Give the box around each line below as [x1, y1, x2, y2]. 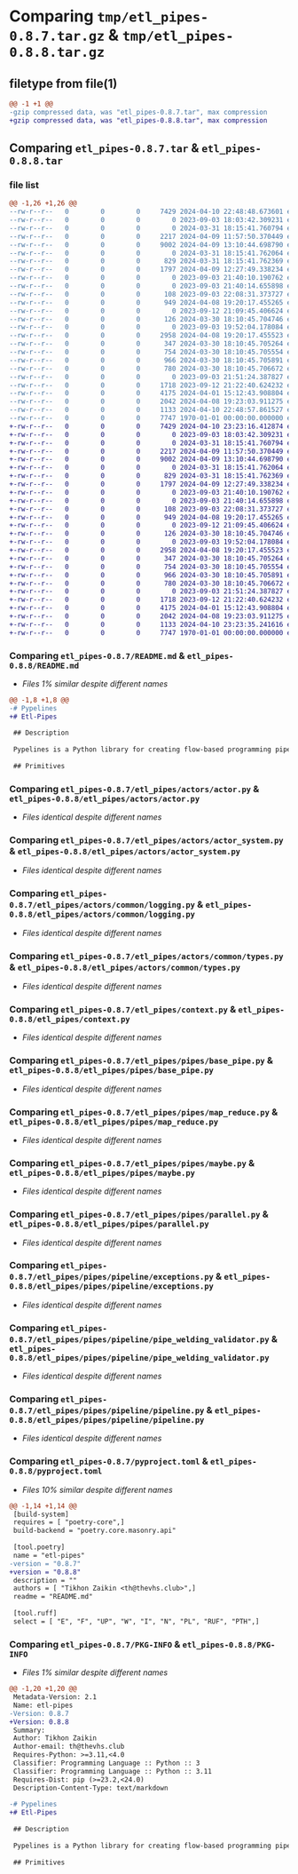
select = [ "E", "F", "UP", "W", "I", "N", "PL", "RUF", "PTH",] [12, 1616, 260, 1626]
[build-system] [12, 1510, 69, 1519]
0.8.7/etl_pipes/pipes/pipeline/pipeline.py [9, 1406, 205, 1416]
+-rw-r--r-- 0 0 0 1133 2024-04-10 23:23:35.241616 [9, 620, 284, 629]
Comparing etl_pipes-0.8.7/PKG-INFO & [9, 1638, 181, 1650]
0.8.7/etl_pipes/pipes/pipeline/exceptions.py [9, 1272, 215, 1282]
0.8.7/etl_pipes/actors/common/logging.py [9, 900, 195, 910]
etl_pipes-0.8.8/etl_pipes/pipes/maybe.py [9, 1168, 195, 1178]
